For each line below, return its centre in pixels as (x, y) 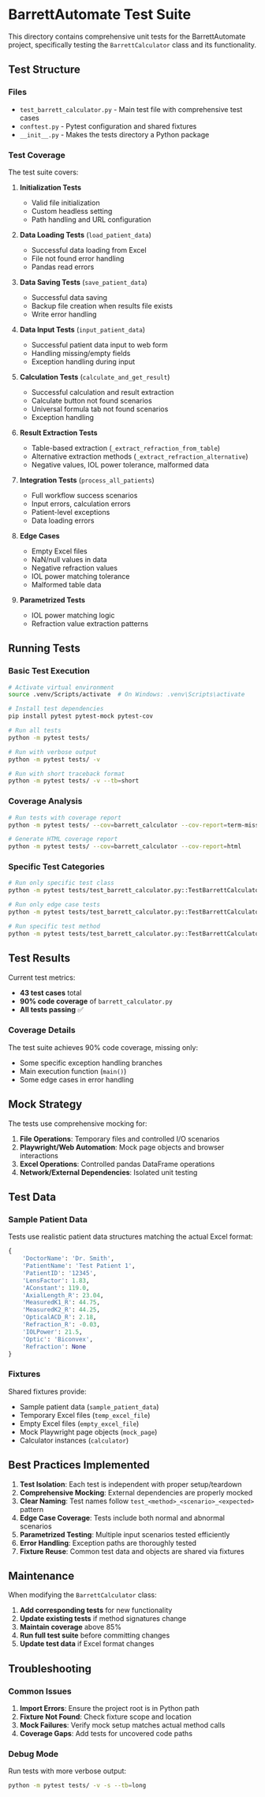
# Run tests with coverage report (65, 818)
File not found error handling (78, 258)
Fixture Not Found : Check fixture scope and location (105, 1717)
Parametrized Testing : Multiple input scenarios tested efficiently (125, 1534)
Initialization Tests (50, 187)
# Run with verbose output (52, 752)
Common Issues (40, 1691)
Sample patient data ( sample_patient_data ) (89, 1406)
